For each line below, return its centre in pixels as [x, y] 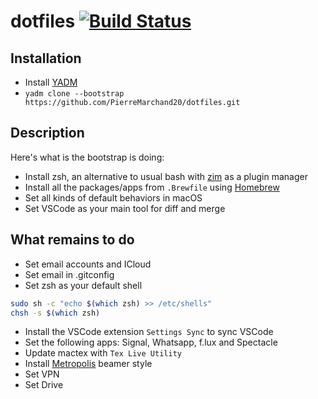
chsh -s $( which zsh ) [55, 313]
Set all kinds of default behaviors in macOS [113, 197]
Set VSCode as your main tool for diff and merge [125, 208]
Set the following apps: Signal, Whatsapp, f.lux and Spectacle [151, 342]
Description [47, 133]
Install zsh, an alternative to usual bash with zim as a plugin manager [166, 176]
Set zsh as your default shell [83, 285]
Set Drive [44, 385]
